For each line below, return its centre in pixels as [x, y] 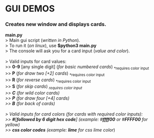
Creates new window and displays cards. [56, 24]
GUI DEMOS [30, 9]
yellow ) [13, 125]
